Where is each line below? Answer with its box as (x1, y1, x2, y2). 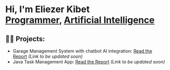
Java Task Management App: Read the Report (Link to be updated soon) (12, 59, 165, 64)
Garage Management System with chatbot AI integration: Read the (12, 48, 152, 54)
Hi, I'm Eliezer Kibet (5, 4, 90, 15)
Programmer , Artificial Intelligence (5, 14, 155, 26)
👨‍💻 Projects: (5, 34, 45, 43)
